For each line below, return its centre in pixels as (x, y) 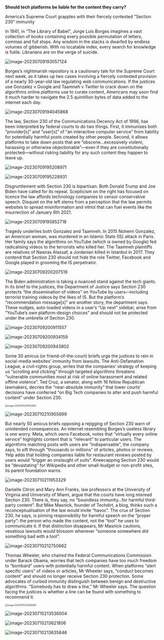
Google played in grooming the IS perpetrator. (51, 262)
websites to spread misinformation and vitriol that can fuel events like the (79, 207)
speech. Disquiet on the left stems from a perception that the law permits (79, 202)
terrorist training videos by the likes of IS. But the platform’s (65, 297)
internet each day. (23, 102)
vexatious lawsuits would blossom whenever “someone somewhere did (77, 531)
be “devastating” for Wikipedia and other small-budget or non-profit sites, (79, 465)
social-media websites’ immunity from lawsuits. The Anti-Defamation (74, 361)
